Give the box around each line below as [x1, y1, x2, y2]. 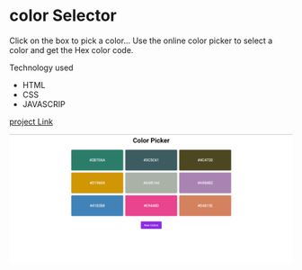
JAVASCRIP [22, 98, 66, 109]
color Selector [9, 5, 117, 26]
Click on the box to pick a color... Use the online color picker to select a [9, 35, 273, 46]
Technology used [9, 62, 74, 73]
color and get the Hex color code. [9, 44, 134, 55]
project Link [9, 116, 54, 127]
